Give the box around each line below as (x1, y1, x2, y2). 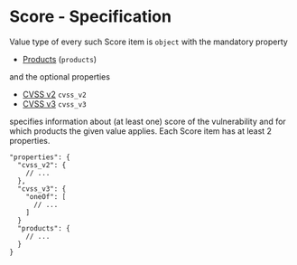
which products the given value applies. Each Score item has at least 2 (9, 125, 273, 137)
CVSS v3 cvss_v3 (22, 98, 88, 109)
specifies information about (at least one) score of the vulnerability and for (9, 116, 286, 127)
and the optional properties (9, 71, 111, 82)
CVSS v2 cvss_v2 (22, 89, 88, 99)
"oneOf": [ (25, 192, 67, 201)
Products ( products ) (22, 53, 97, 64)
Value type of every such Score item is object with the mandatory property (9, 36, 289, 47)
